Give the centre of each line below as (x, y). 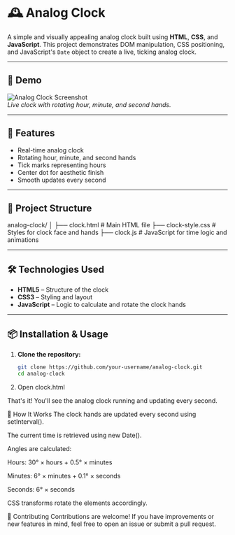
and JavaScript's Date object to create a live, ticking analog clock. (102, 52)
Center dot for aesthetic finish (60, 172)
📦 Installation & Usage (58, 334)
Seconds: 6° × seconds (41, 489)
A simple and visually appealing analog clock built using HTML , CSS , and (113, 37)
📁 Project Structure (50, 208)
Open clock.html (41, 387)
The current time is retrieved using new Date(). (74, 435)
